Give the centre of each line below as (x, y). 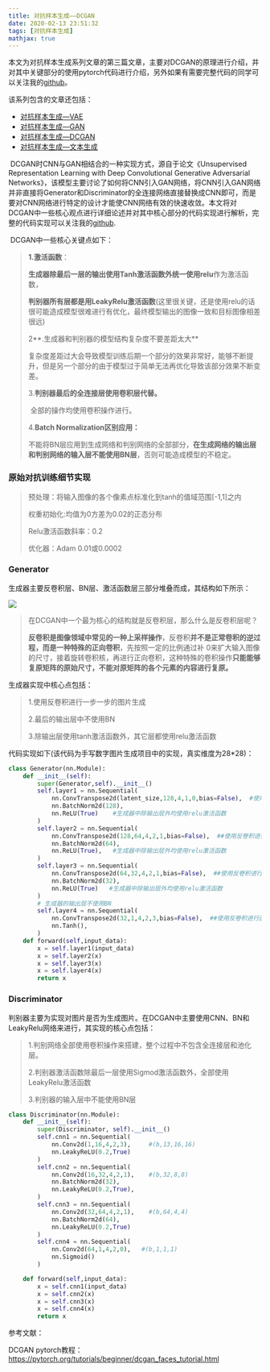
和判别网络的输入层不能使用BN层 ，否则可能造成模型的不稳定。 (131, 455)
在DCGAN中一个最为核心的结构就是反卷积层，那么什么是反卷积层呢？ (143, 620)
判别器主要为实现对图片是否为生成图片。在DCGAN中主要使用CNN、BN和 (129, 1017)
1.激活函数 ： (49, 257)
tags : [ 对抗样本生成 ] (41, 31)
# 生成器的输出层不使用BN (74, 904)
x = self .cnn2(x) (66, 1294)
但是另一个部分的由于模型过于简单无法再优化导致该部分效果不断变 (151, 366)
